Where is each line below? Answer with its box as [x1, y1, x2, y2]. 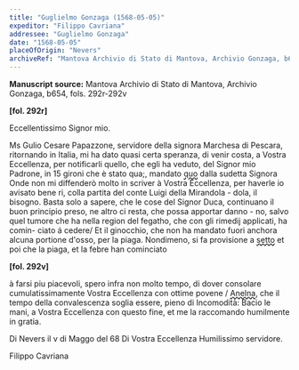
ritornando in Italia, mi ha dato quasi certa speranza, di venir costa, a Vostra [9, 149, 287, 160]
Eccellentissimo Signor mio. [9, 123, 111, 133]
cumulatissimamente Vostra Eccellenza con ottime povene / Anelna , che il [9, 288, 280, 298]
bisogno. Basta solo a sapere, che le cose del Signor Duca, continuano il [9, 197, 274, 207]
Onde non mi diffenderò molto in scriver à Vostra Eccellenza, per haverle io [9, 178, 285, 188]
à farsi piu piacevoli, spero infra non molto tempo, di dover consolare [9, 278, 262, 289]
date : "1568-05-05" [9, 37, 82, 47]
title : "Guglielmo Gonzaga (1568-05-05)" [9, 12, 166, 22]
